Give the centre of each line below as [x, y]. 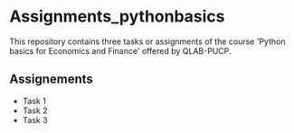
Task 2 [35, 111]
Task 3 [35, 120]
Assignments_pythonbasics [117, 17]
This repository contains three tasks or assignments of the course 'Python [147, 41]
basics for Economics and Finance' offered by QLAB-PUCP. [121, 50]
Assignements [51, 80]
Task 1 [34, 101]
